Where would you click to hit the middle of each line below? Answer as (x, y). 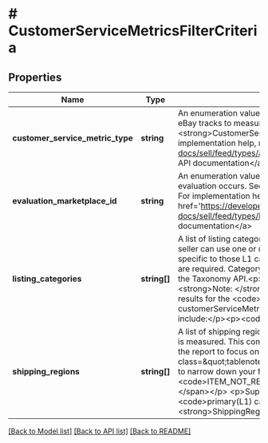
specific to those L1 (215, 259)
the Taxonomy (205, 279)
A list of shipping (209, 332)
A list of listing (205, 239)
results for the (204, 299)
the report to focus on (219, 352)
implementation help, (217, 143)
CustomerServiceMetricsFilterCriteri (133, 31)
